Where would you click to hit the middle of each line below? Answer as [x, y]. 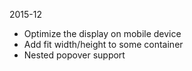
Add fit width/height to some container [103, 44]
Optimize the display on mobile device [102, 33]
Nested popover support [74, 55]
